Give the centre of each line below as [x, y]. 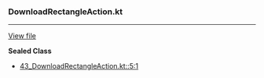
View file [22, 36]
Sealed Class [30, 51]
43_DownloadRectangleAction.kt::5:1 [79, 66]
